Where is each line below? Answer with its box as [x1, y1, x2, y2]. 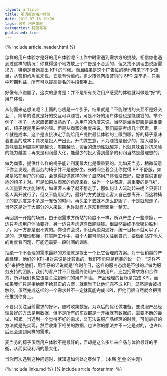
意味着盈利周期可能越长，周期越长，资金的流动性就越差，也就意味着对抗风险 [5, 144, 162, 150]
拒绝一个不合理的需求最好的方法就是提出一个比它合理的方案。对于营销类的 [5, 250, 158, 256]
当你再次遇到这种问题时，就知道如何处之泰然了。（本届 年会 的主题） [5, 356, 145, 362]
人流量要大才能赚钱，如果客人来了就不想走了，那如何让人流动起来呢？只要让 [5, 185, 162, 191]
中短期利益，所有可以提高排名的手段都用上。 [5, 79, 97, 85]
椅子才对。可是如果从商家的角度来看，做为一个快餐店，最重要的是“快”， [13, 179, 162, 185]
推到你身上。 [9, 294, 36, 299]
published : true [5, 30, 39, 35]
